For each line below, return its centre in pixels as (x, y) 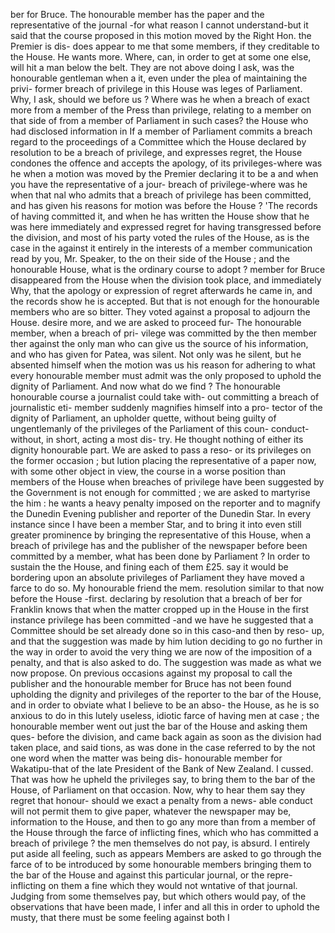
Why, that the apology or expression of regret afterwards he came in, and (161, 290)
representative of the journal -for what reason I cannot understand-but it (159, 25)
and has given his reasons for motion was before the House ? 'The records (164, 205)
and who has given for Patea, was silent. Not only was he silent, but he (156, 354)
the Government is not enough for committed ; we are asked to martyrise (160, 492)
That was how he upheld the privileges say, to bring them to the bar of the (163, 779)
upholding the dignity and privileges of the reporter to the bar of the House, (166, 694)
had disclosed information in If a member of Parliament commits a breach (161, 131)
